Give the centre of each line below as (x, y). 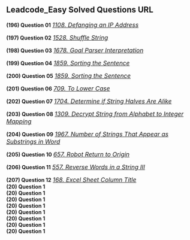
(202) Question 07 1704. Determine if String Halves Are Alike (89, 101)
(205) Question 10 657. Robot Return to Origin (68, 154)
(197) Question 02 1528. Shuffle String (57, 37)
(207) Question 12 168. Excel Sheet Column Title (71, 180)
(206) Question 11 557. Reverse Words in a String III (76, 167)
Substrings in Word (33, 141)
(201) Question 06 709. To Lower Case (58, 88)
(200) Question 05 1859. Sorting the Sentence (68, 75)
